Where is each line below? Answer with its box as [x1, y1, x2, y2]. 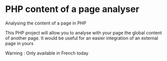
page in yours [5, 40, 34, 46]
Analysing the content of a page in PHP [5, 20, 87, 26]
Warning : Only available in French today [5, 50, 89, 56]
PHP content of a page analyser [5, 3, 139, 15]
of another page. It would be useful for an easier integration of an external [5, 35, 158, 41]
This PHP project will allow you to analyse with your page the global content [5, 29, 162, 35]
